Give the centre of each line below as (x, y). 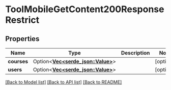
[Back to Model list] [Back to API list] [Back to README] (64, 82)
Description (135, 53)
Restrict (22, 20)
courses (18, 61)
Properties (22, 39)
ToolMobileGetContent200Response (85, 9)
